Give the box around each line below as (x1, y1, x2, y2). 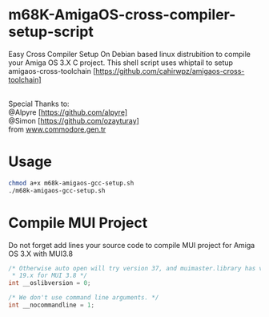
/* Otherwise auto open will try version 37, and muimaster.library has (8, 264, 256, 272)
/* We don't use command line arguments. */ (8, 294, 159, 302)
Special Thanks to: (8, 99, 70, 108)
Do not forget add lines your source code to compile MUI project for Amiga (8, 240, 255, 250)
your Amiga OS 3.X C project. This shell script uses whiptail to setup (8, 58, 234, 67)
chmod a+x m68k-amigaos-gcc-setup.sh (8, 179, 134, 187)
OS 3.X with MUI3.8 (8, 249, 74, 258)
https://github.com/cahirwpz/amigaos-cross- (95, 66, 245, 75)
